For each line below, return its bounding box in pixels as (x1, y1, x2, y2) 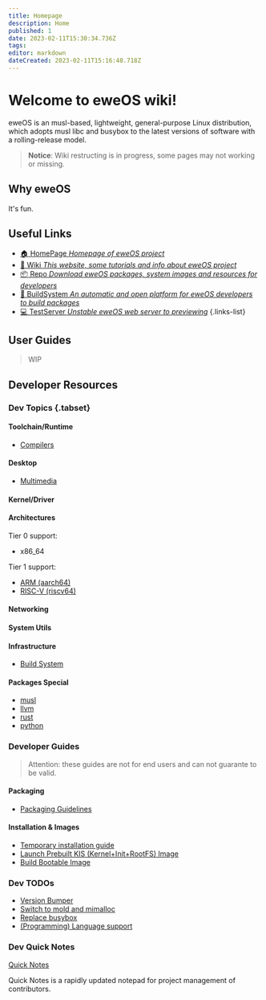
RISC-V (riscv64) (19, 586, 76, 596)
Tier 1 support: (8, 562, 56, 572)
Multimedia (19, 476, 58, 486)
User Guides (8, 333, 72, 346)
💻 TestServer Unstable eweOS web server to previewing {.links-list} (19, 307, 246, 317)
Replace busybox (19, 913, 78, 923)
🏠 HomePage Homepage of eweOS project (19, 248, 165, 258)
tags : (8, 42, 26, 50)
